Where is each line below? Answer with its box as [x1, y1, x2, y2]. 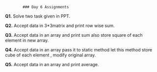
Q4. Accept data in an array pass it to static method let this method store [5, 47, 153, 52]
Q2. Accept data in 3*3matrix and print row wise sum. [5, 23, 115, 28]
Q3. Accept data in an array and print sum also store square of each [5, 32, 143, 38]
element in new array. [5, 37, 49, 43]
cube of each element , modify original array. [5, 52, 96, 58]
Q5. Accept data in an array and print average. [5, 62, 99, 67]
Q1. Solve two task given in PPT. [5, 13, 70, 19]
